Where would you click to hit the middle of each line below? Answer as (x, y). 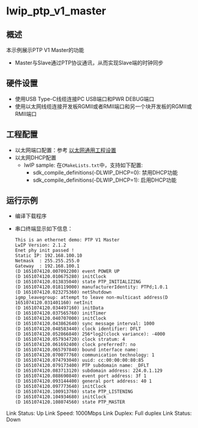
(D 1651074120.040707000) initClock (60, 319)
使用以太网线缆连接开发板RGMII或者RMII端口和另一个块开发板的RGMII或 (103, 106)
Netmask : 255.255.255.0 (47, 261)
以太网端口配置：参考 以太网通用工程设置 (66, 150)
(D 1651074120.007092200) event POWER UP (67, 271)
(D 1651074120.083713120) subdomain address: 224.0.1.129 (89, 371)
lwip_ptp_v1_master (56, 11)
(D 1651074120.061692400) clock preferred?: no (75, 345)
